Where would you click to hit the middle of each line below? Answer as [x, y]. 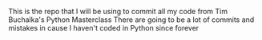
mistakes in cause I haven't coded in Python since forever [104, 28]
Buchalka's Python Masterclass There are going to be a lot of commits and [131, 20]
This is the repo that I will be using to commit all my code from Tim [118, 11]
